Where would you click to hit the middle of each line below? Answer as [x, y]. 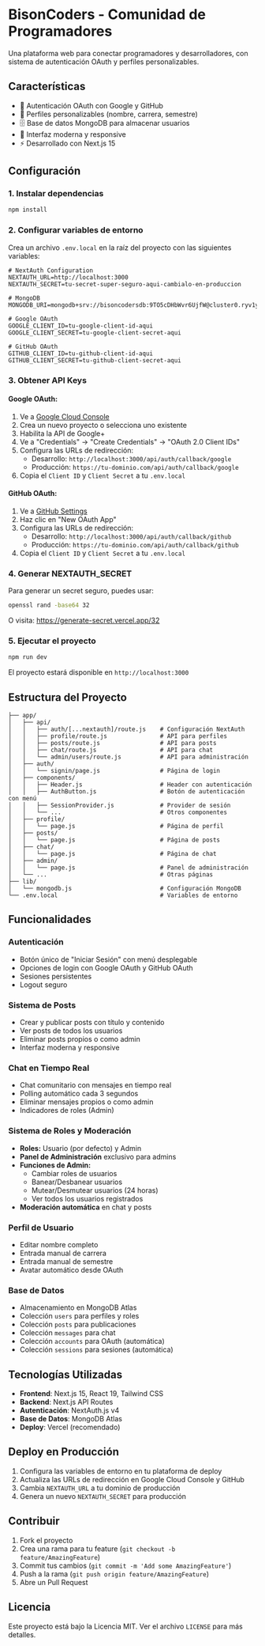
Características [47, 87]
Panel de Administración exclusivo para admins [98, 1156]
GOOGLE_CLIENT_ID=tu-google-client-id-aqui [81, 326]
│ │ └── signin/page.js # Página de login [114, 771]
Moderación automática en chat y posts [86, 1207]
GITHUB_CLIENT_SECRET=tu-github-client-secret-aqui [95, 360]
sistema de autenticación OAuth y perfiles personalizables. [104, 62]
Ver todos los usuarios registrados [87, 1198]
